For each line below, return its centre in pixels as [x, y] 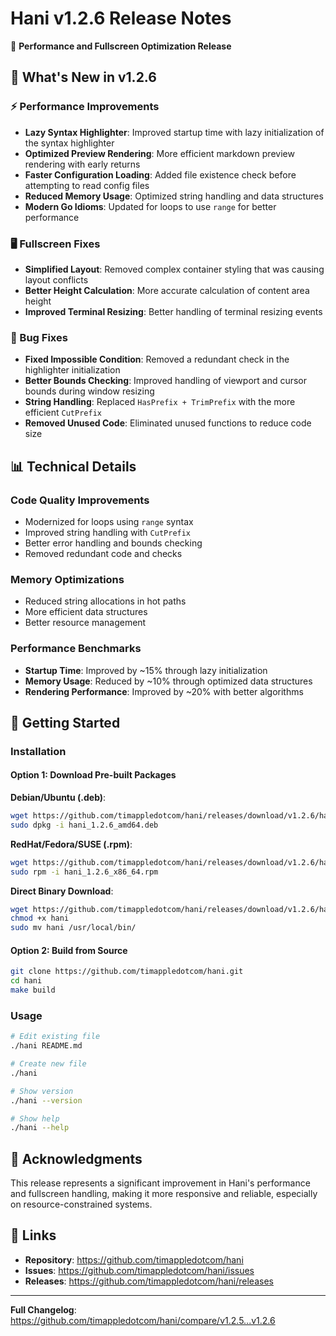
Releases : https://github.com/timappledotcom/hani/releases [149, 1281]
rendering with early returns [82, 164]
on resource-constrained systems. [81, 1204]
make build [33, 990]
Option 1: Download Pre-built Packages [93, 775]
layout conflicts [56, 279]
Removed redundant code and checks [103, 553]
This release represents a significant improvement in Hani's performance [160, 1183]
